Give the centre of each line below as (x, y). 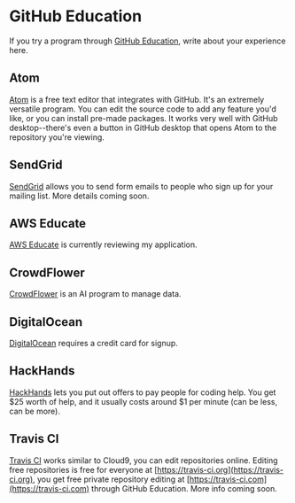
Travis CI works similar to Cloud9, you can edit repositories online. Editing (144, 460)
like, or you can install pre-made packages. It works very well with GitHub (144, 118)
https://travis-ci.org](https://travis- (220, 469)
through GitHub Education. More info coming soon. (184, 488)
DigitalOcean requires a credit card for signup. (94, 343)
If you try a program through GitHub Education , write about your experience (147, 41)
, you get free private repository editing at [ (111, 479)
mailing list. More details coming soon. (79, 196)
